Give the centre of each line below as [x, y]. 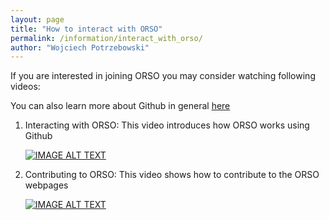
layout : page [37, 19]
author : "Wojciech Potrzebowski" [80, 47]
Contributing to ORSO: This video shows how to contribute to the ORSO [172, 175]
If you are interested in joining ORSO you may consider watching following [163, 76]
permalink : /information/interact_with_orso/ [106, 38]
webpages [46, 185]
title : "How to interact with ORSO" [86, 29]
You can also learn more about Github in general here [120, 106]
